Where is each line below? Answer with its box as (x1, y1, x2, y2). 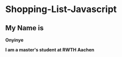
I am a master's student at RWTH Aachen (5, 47, 94, 52)
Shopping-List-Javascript (5, 4, 117, 15)
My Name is (5, 24, 44, 32)
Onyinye (5, 37, 24, 43)
